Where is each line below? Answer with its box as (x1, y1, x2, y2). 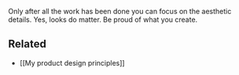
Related (8, 37, 47, 51)
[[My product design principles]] (19, 58, 125, 67)
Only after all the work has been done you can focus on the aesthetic (8, 7, 232, 16)
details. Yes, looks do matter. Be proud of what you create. (8, 15, 198, 24)
